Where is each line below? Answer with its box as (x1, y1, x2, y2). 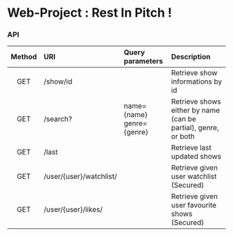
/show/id (44, 77, 73, 86)
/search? (44, 114, 73, 124)
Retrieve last (171, 143, 212, 152)
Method (10, 52, 37, 62)
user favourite (171, 200, 217, 210)
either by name (171, 106, 221, 116)
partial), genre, (171, 123, 220, 133)
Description (171, 52, 211, 62)
